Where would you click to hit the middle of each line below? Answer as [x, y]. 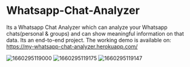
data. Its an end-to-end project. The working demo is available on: [89, 40]
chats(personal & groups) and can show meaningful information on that [95, 33]
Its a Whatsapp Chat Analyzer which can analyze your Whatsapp [87, 27]
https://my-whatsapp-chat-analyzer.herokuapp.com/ [72, 46]
